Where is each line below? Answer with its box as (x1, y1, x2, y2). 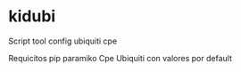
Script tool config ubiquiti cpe (8, 36, 118, 46)
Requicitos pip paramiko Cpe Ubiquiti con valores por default (8, 52, 233, 63)
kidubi (8, 6, 56, 27)
